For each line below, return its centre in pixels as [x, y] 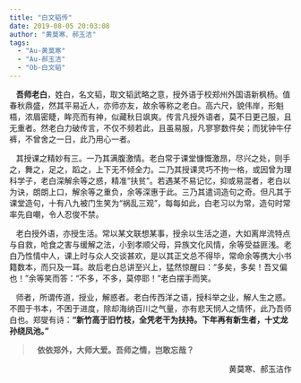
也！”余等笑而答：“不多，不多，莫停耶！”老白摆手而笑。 [113, 278]
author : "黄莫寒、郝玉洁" [53, 34]
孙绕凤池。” [29, 331]
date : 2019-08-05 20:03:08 [60, 26]
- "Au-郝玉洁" [42, 59]
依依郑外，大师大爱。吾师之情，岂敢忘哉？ [116, 350]
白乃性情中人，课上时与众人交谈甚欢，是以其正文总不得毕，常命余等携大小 [146, 256]
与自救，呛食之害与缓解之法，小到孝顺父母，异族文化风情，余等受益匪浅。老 [150, 244]
